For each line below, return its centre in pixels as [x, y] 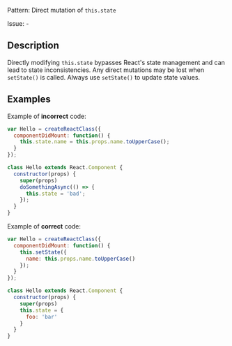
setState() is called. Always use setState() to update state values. [104, 77]
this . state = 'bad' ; [55, 194]
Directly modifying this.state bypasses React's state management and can [116, 62]
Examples [29, 100]
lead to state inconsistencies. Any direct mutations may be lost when [106, 70]
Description [33, 46]
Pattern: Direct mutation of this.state [62, 10]
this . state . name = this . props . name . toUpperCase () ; [95, 142]
